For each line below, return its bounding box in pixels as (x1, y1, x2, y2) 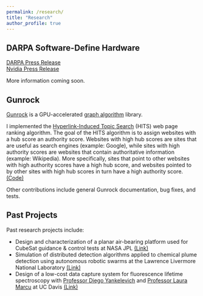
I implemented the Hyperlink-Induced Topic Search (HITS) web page (6, 123, 178, 129)
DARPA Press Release (6, 59, 61, 66)
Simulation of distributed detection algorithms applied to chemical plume (15, 250, 198, 258)
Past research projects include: (6, 226, 84, 233)
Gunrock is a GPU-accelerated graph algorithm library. (6, 111, 143, 118)
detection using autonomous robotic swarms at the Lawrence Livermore (15, 257, 196, 264)
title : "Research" (6, 15, 53, 21)
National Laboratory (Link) (15, 264, 81, 271)
